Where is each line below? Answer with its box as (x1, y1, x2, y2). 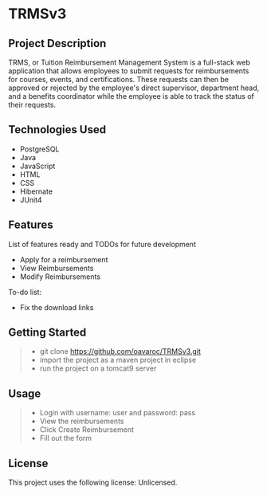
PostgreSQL (19, 144, 60, 154)
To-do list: (8, 287, 42, 297)
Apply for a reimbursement (19, 254, 108, 264)
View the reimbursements (39, 416, 124, 426)
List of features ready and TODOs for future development (8, 239, 197, 249)
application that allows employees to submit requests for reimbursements (8, 66, 249, 76)
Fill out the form (39, 434, 92, 443)
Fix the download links (19, 302, 94, 312)
